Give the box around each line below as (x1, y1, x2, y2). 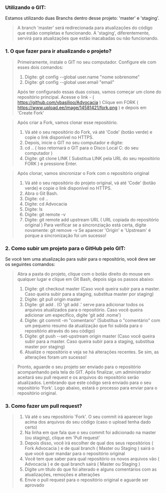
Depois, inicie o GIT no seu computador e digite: (24, 139, 123, 145)
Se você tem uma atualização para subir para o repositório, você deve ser (5, 256, 156, 262)
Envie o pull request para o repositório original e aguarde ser (24, 477, 149, 483)
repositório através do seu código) (24, 328, 95, 333)
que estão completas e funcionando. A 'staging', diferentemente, (17, 30, 150, 36)
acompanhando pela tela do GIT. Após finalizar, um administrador (17, 369, 151, 375)
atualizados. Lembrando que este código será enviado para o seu (17, 380, 152, 385)
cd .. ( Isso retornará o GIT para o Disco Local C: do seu (24, 145, 139, 151)
